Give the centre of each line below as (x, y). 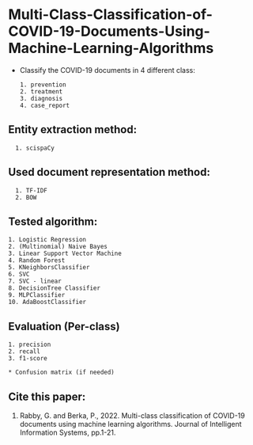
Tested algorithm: (53, 221)
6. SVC (19, 275)
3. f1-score (28, 359)
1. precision (30, 345)
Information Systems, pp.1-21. (68, 432)
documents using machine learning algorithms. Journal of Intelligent (131, 424)
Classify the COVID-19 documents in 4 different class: (108, 70)
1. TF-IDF (31, 190)
